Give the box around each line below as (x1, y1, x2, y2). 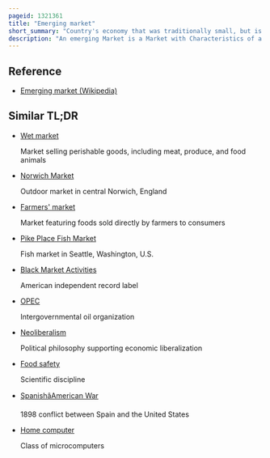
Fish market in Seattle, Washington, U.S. (19, 248, 154, 259)
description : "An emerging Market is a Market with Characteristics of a (8, 34, 263, 43)
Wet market (19, 130, 59, 140)
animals (19, 155, 47, 164)
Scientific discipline (19, 374, 86, 384)
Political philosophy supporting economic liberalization (19, 343, 203, 353)
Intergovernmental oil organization (19, 312, 135, 321)
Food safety (19, 358, 61, 368)
